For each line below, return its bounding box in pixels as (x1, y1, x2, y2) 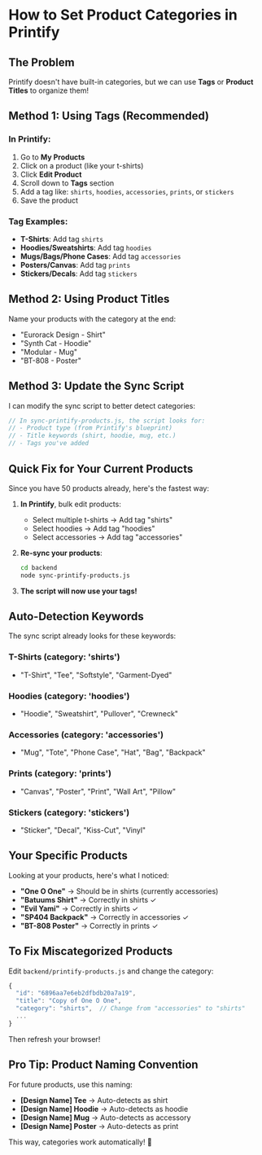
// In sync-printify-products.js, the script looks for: (8, 417, 206, 425)
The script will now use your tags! (20, 586, 138, 596)
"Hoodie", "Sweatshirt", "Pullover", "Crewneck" (20, 709, 179, 719)
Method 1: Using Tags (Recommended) (8, 109, 210, 123)
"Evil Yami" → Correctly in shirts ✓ (20, 903, 139, 913)
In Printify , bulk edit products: (20, 499, 122, 509)
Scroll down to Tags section (20, 177, 115, 188)
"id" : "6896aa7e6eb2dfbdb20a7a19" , (15, 989, 137, 998)
